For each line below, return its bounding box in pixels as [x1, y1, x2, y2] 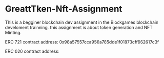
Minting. [5, 29, 22, 35]
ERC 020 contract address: [5, 48, 60, 54]
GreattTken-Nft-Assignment [5, 3, 123, 14]
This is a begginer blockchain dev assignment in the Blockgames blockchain [5, 19, 159, 25]
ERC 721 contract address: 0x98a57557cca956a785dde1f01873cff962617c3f [5, 39, 159, 44]
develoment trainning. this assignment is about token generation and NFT [5, 24, 153, 30]
